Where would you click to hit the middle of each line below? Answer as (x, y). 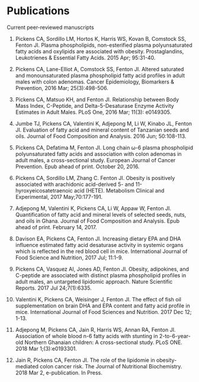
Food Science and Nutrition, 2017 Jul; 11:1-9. (69, 257)
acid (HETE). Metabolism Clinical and (119, 190)
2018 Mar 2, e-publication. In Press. (59, 373)
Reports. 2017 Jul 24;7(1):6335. (53, 288)
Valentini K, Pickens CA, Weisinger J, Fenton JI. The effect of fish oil (98, 299)
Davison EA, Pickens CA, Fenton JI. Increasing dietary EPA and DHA (98, 239)
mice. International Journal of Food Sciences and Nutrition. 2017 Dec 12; (103, 312)
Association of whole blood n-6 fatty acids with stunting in (86, 336)
